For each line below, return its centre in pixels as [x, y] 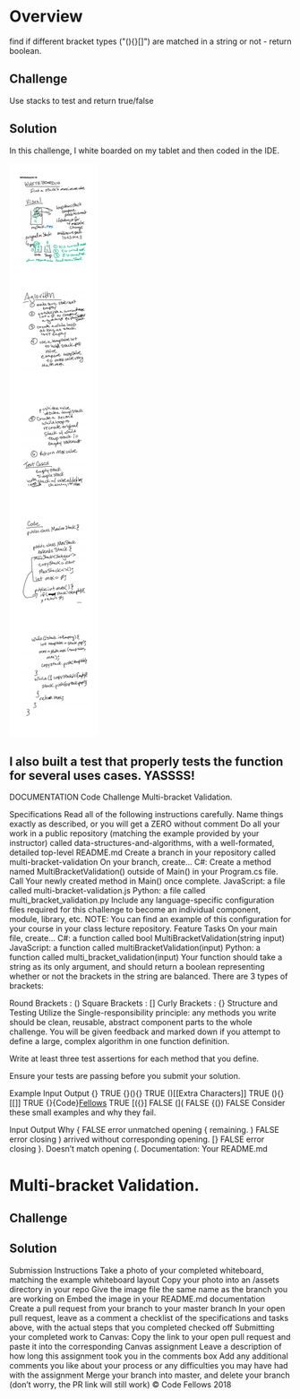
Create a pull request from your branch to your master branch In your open [147, 1308]
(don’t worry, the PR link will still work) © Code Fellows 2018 [120, 1384]
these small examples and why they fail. [83, 1112]
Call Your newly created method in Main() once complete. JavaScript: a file [147, 881]
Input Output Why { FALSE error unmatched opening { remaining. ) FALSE [144, 1130]
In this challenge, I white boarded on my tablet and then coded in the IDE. [145, 151]
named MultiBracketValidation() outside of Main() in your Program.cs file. [144, 872]
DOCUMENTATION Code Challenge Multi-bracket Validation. [121, 797]
